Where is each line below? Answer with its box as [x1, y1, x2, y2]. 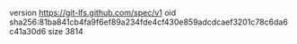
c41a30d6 [9, 26, 47, 36]
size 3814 [48, 26, 83, 36]
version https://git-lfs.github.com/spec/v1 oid [9, 8, 177, 18]
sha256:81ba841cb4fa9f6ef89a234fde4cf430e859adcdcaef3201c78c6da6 [9, 17, 289, 27]
